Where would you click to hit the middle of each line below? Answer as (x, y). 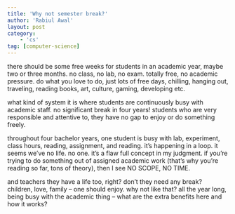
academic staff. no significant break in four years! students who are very (112, 110)
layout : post (26, 27)
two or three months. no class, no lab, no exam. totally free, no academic (113, 74)
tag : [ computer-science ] (43, 46)
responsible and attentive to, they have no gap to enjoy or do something (111, 117)
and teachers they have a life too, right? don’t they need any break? (105, 182)
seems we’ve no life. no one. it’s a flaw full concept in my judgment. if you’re (117, 153)
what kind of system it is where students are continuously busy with (105, 102)
